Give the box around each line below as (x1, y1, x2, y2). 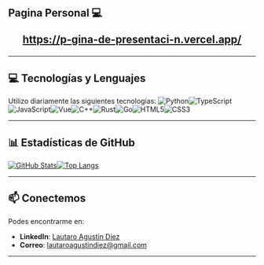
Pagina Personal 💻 (8, 6, 103, 20)
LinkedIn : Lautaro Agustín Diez (19, 231, 120, 241)
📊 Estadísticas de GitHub (8, 136, 136, 149)
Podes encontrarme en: (8, 216, 85, 226)
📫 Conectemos (8, 192, 86, 205)
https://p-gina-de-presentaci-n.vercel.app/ (22, 33, 242, 46)
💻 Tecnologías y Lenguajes (8, 72, 146, 85)
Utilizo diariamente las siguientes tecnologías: (8, 97, 157, 106)
